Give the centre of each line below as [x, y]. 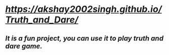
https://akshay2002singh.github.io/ [83, 9]
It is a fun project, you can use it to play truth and [84, 38]
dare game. [24, 46]
